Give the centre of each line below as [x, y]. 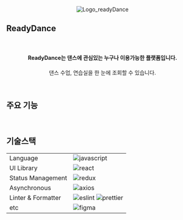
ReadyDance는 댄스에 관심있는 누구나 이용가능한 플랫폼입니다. [102, 58]
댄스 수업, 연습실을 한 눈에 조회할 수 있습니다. [102, 73]
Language [24, 158]
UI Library [23, 168]
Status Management [38, 178]
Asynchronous [30, 188]
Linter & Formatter [35, 197]
